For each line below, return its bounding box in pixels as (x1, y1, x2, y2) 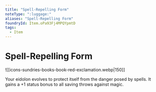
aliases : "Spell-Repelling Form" (5, 16, 74, 21)
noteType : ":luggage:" (5, 12, 52, 17)
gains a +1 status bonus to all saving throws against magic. (5, 81, 124, 87)
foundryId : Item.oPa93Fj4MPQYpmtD (5, 20, 76, 26)
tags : (5, 25, 16, 30)
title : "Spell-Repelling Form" (5, 7, 69, 12)
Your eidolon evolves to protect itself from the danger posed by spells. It (5, 76, 151, 82)
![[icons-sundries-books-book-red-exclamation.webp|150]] (5, 67, 125, 73)
